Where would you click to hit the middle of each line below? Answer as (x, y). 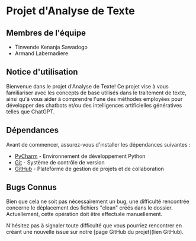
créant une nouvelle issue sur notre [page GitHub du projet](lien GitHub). (95, 232)
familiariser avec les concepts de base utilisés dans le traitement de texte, (96, 93)
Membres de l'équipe (46, 33)
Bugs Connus (32, 187)
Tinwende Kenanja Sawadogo (51, 47)
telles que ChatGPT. (30, 112)
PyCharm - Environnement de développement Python (80, 156)
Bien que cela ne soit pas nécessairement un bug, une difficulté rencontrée (98, 202)
